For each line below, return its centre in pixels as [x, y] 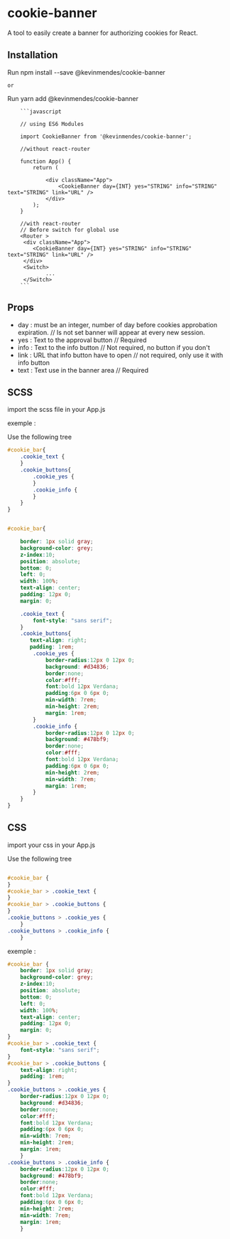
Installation [33, 55]
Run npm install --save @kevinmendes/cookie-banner [86, 72]
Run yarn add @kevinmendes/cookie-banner [73, 98]
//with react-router [50, 223]
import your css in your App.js [51, 845]
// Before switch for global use [70, 230]
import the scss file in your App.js [56, 410]
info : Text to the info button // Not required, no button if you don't [114, 347]
